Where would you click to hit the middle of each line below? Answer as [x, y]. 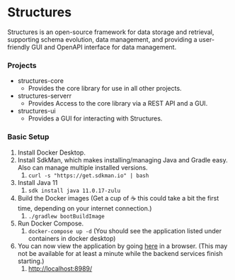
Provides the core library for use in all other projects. [105, 89]
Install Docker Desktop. [52, 152]
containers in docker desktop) [72, 238]
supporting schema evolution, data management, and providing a [102, 39]
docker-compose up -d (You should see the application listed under [125, 230]
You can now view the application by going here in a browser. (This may [122, 246]
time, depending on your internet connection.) [85, 208]
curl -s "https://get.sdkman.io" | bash [88, 175]
